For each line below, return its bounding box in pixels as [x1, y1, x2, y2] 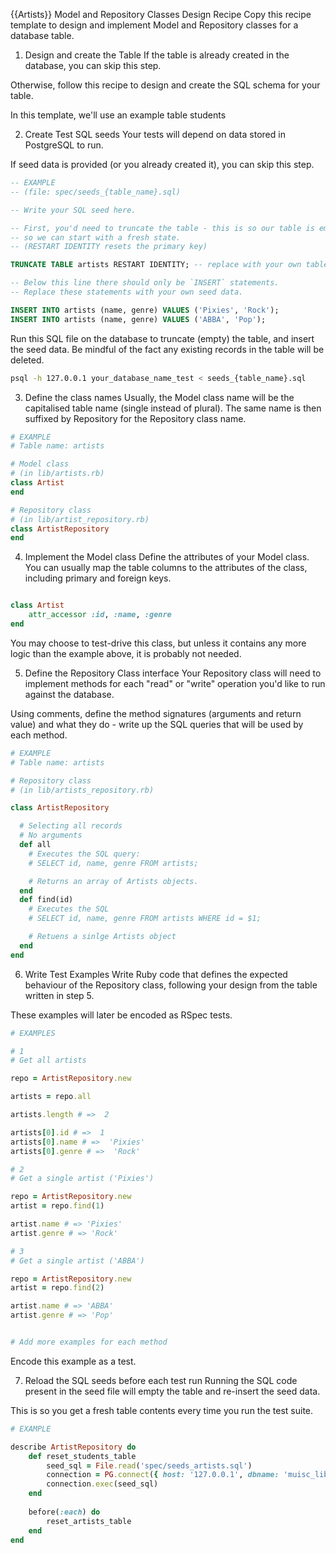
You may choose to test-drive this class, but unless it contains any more [10, 637, 307, 649]
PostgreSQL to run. [24, 139, 104, 151]
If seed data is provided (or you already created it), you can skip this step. [10, 159, 315, 170]
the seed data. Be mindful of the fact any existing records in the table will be [10, 343, 325, 355]
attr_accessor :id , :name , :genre [28, 610, 172, 620]
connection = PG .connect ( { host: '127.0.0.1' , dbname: [46, 1470, 280, 1480]
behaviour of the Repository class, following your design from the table [24, 979, 318, 991]
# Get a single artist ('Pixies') [10, 1174, 155, 1184]
